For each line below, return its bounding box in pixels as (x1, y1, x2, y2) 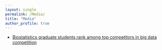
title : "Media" (5, 16, 37, 21)
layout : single (5, 7, 37, 12)
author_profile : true (5, 21, 50, 26)
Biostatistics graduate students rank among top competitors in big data (12, 34, 157, 40)
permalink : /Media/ (5, 12, 45, 17)
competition (12, 40, 37, 46)
